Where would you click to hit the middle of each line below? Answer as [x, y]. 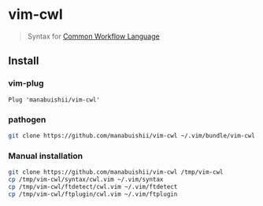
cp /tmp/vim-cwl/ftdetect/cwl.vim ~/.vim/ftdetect [93, 186]
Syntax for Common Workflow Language [93, 36]
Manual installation [46, 156]
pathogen [27, 120]
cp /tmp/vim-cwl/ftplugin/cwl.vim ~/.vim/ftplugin [93, 194]
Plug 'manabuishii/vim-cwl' [54, 100]
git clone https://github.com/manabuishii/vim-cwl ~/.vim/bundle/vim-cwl [132, 135]
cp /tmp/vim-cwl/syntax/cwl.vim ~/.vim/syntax [86, 179]
